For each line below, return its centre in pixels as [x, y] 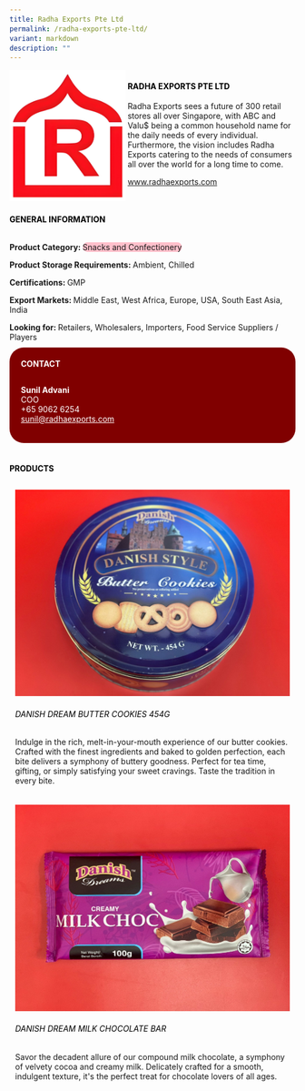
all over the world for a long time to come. [206, 165]
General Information [58, 219]
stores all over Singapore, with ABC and [202, 116]
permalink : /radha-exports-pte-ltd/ [79, 29]
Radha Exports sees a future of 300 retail [204, 106]
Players [24, 338]
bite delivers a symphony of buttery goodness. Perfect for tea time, [141, 762]
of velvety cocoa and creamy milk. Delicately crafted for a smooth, [139, 1067]
